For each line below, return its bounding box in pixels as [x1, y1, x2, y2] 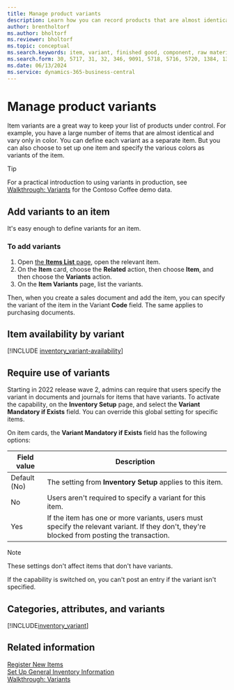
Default [10, 473, 35, 483]
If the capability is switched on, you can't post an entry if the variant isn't [7, 576, 217, 584]
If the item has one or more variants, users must [47, 513, 203, 523]
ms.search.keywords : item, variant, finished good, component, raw [7, 49, 208, 56]
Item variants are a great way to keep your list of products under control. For [7, 121, 226, 130]
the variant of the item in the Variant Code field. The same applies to [7, 300, 203, 309]
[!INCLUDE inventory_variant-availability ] [7, 346, 124, 355]
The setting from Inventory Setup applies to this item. [47, 477, 223, 487]
